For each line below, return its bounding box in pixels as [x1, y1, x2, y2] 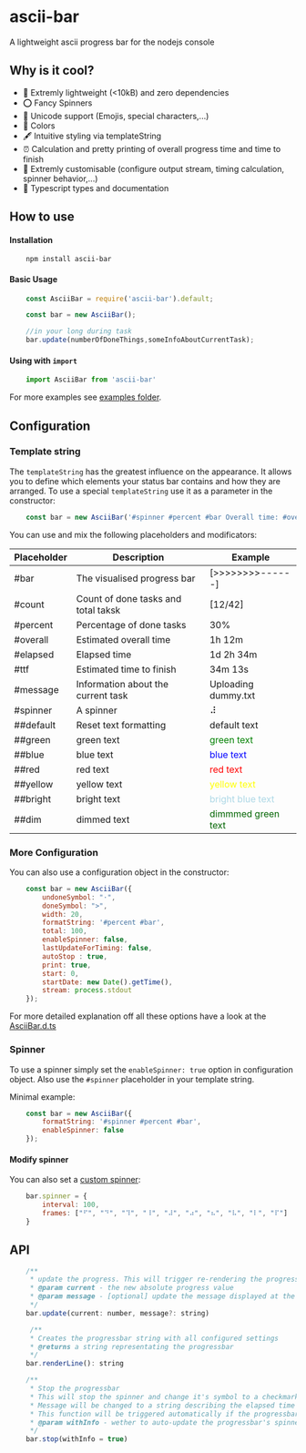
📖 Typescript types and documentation [22, 182, 169, 193]
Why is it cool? [9, 63, 95, 78]
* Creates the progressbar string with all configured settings [29, 1334, 280, 1343]
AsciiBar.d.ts [9, 1021, 56, 1031]
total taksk [76, 604, 121, 616]
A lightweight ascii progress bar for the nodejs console [9, 36, 215, 47]
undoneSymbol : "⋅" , [42, 892, 117, 902]
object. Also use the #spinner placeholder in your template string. [9, 1073, 255, 1084]
